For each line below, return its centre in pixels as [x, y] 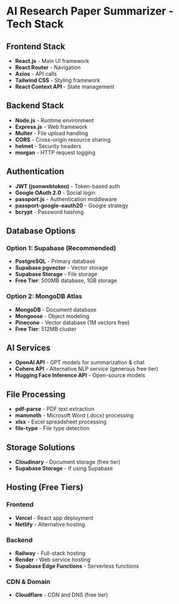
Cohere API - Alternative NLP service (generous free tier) [86, 369]
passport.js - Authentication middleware [66, 199]
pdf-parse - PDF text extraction [55, 409]
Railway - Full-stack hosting [50, 553]
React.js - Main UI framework [52, 61]
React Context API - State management [65, 87]
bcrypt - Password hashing [49, 212]
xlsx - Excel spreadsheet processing [61, 422]
